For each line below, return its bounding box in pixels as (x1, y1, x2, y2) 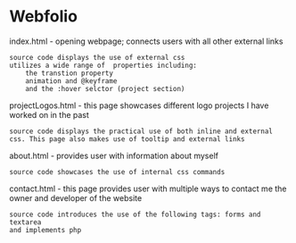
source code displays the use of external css (9, 53, 185, 62)
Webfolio (9, 6, 78, 27)
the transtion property (25, 69, 114, 78)
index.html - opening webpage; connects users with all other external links (9, 36, 284, 46)
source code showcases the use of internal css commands (9, 167, 226, 176)
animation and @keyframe (25, 76, 118, 86)
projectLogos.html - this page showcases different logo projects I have (9, 100, 269, 111)
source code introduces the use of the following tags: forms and (9, 210, 261, 219)
